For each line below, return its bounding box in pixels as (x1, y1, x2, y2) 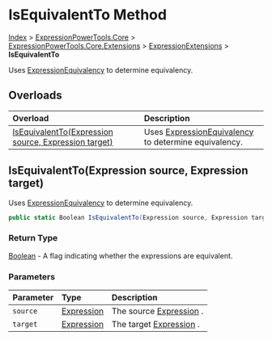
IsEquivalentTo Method (8, 6, 168, 24)
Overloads (8, 89, 62, 103)
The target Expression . (111, 319, 200, 330)
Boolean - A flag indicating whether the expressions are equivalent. (8, 250, 233, 260)
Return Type (8, 233, 58, 244)
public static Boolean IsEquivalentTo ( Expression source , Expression (8, 213, 249, 221)
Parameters (8, 271, 55, 282)
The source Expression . (111, 305, 204, 317)
